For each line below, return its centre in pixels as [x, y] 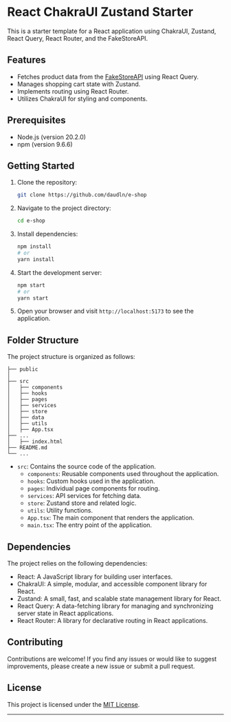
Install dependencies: [47, 234]
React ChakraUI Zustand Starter [100, 12]
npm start [31, 285]
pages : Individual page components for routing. [93, 488]
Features [26, 60]
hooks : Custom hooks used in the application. [91, 481]
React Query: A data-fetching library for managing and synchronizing [115, 606]
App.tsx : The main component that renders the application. [111, 518]
